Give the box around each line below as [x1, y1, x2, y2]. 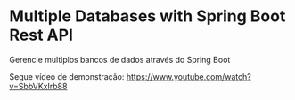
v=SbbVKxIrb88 [9, 81, 68, 91]
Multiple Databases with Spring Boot [9, 6, 286, 27]
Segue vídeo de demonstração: [9, 71, 125, 81]
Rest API [9, 25, 74, 45]
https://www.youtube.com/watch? [126, 71, 251, 81]
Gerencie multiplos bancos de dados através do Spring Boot [9, 54, 231, 65]
